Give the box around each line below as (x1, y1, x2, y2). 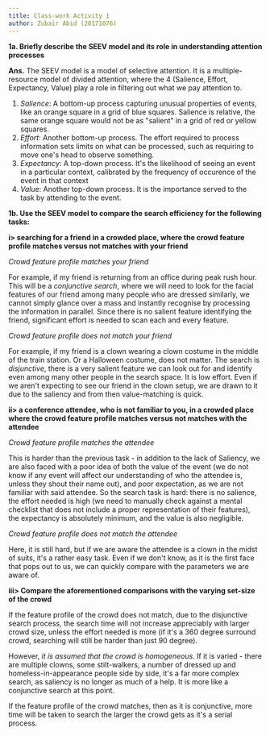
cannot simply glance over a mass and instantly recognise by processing (8, 297, 251, 307)
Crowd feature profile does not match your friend (8, 331, 172, 340)
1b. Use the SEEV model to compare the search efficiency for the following (8, 208, 262, 218)
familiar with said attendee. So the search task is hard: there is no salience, (8, 487, 257, 497)
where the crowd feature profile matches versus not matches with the (8, 413, 247, 423)
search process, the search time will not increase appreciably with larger (8, 618, 250, 628)
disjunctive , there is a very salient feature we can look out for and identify (8, 364, 252, 373)
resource (8, 74, 39, 84)
